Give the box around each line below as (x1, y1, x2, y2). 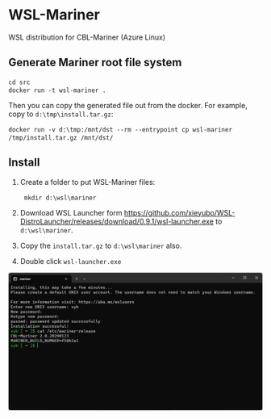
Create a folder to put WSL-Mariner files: (19, 177, 156, 186)
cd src (8, 78, 31, 86)
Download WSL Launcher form (19, 207, 123, 217)
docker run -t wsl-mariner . (8, 86, 106, 94)
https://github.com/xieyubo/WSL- (123, 207, 236, 217)
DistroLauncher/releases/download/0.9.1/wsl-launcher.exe (19, 216, 214, 226)
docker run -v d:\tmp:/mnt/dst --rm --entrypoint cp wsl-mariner (8, 125, 232, 134)
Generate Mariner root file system (8, 56, 182, 69)
